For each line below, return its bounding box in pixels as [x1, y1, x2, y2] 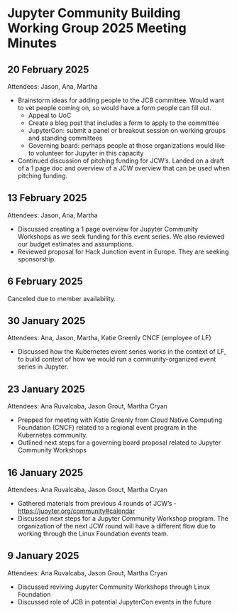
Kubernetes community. [17, 431, 88, 440]
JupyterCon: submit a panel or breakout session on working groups [28, 126, 226, 134]
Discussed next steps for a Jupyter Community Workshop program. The [17, 514, 228, 523]
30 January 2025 [7, 315, 86, 327]
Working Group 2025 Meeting [7, 20, 187, 36]
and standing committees [28, 134, 103, 142]
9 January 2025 [7, 550, 79, 562]
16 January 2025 [7, 467, 84, 479]
